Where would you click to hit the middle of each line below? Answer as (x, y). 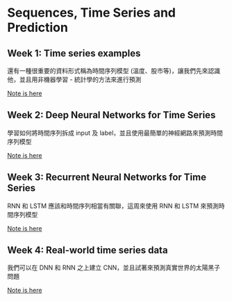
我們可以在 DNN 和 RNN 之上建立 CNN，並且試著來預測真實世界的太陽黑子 (114, 268)
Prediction (38, 27)
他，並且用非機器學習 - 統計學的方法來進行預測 (74, 79)
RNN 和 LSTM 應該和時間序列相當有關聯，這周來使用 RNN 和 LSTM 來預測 (113, 206)
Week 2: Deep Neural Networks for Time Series (111, 115)
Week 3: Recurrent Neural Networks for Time (107, 178)
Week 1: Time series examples (74, 53)
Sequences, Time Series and (91, 13)
